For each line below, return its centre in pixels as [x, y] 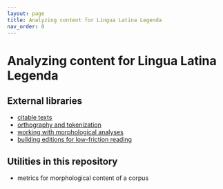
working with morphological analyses [70, 132]
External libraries [45, 101]
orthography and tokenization [59, 125]
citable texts [35, 118]
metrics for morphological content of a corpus [83, 178]
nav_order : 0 [26, 26]
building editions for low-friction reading [75, 140]
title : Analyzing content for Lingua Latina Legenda [85, 20]
